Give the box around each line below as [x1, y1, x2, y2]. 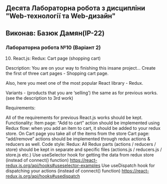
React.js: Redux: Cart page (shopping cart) [12, 55, 101, 62]
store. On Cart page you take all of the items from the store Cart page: [5, 130, 150, 137]
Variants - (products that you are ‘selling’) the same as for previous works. [5, 90, 158, 96]
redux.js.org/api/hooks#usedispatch [5, 173, 80, 179]
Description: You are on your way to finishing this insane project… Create [5, 65, 156, 71]
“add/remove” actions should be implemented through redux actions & [5, 136, 151, 142]
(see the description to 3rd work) [5, 95, 74, 101]
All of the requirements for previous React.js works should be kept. [5, 115, 143, 121]
